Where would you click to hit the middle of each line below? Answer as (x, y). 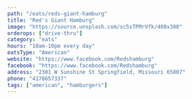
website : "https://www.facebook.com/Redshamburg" (81, 59)
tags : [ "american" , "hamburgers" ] (58, 85)
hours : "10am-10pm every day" (51, 46)
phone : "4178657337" (37, 78)
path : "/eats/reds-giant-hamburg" (58, 14)
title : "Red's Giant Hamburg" (51, 20)
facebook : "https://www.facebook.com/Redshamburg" (82, 66)
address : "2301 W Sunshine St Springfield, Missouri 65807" (97, 72)
